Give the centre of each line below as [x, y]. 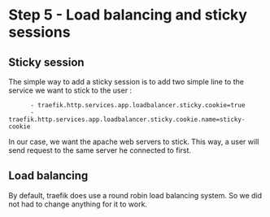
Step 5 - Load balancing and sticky [128, 15]
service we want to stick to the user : [70, 90]
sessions [39, 32]
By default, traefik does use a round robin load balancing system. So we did [135, 195]
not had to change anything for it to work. [78, 204]
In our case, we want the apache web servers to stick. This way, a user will [134, 141]
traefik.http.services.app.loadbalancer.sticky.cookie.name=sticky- [127, 119]
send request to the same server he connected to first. [100, 150]
